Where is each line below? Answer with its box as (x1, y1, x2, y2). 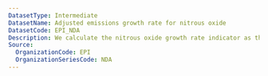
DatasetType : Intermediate (8, 11, 98, 20)
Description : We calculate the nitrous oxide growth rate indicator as (8, 33, 251, 42)
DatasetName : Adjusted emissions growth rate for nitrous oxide (8, 19, 227, 27)
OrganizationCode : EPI (15, 48, 91, 56)
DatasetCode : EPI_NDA (8, 26, 81, 34)
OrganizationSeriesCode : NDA (15, 56, 112, 64)
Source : (8, 41, 34, 49)
